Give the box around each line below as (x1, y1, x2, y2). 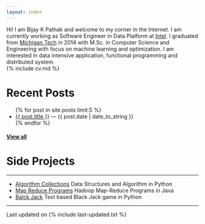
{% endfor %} (15, 119, 51, 126)
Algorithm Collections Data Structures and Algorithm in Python (15, 181, 173, 188)
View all (6, 133, 27, 140)
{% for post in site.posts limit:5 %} (15, 106, 102, 114)
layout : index (6, 9, 43, 15)
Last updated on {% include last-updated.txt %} (6, 211, 127, 219)
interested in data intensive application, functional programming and (6, 51, 178, 59)
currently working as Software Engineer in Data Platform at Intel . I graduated (6, 32, 198, 40)
